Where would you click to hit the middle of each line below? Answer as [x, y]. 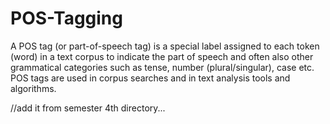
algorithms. [33, 88]
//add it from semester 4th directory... [88, 108]
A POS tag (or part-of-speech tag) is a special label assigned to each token [165, 46]
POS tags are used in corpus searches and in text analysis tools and [150, 78]
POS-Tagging [66, 18]
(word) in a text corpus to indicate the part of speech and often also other [162, 56]
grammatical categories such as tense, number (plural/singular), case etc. [162, 67]
